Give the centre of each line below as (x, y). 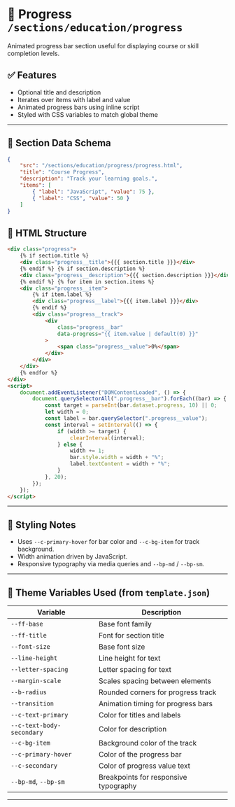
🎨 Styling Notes (42, 525)
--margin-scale (36, 681)
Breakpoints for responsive (143, 777)
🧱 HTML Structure (47, 233)
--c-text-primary (40, 715)
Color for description (133, 729)
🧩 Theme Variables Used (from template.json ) (109, 592)
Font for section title (131, 635)
